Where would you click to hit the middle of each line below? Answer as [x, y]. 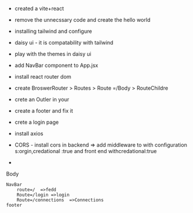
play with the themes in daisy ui [53, 54]
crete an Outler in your [42, 99]
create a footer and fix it [44, 111]
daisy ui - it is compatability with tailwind [64, 43]
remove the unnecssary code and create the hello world [82, 20]
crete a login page [36, 122]
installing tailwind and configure [53, 31]
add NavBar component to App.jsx [56, 65]
